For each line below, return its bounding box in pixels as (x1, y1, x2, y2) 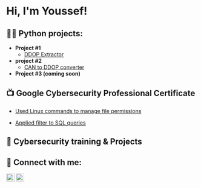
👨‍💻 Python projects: (6, 28, 83, 39)
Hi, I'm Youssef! (6, 4, 88, 18)
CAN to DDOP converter (24, 63, 85, 71)
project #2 (15, 57, 42, 64)
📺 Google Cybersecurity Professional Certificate (6, 88, 196, 99)
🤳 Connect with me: (6, 157, 82, 167)
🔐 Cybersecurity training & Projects (6, 137, 142, 147)
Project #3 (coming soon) (15, 70, 81, 77)
